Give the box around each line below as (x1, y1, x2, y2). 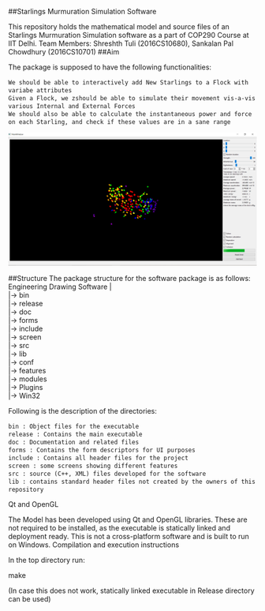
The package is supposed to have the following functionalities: (8, 62, 211, 72)
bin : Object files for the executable (8, 422, 140, 431)
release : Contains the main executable (8, 430, 144, 439)
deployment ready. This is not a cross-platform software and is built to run (8, 532, 250, 542)
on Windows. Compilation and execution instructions (8, 540, 180, 549)
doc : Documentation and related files (8, 438, 140, 447)
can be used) (8, 594, 51, 604)
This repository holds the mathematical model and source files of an (8, 22, 230, 31)
